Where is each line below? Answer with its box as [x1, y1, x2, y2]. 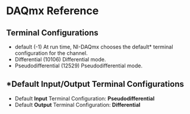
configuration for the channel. [14, 50, 88, 57]
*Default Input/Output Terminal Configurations [6, 79, 184, 89]
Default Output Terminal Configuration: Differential [14, 101, 141, 108]
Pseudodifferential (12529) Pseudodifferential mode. [14, 62, 142, 69]
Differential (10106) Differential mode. [14, 56, 106, 63]
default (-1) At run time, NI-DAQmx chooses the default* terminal [14, 43, 173, 50]
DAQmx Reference [6, 4, 99, 18]
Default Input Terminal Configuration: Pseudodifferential [14, 95, 155, 102]
